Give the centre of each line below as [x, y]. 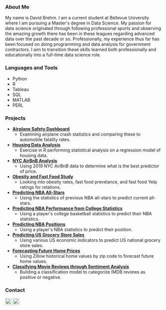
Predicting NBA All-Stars [38, 192]
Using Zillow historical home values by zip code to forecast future [87, 256]
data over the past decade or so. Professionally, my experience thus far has [82, 39]
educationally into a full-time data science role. [53, 55]
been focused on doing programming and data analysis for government [78, 44]
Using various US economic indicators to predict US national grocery [90, 240]
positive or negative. [41, 277]
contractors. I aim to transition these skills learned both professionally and [81, 50]
